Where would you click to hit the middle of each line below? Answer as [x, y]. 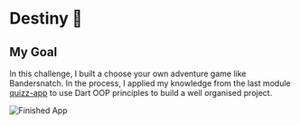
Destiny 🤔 [46, 19]
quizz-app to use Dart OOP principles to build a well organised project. [141, 93]
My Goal [33, 52]
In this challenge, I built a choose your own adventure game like [128, 73]
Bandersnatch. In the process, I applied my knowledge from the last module [150, 83]
